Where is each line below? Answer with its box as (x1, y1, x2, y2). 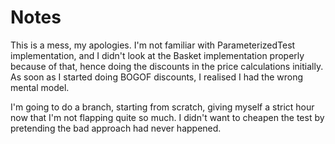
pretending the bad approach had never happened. (10, 122, 222, 134)
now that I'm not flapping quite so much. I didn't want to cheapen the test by (10, 111, 325, 123)
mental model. (10, 81, 70, 93)
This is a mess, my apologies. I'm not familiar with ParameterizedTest (10, 39, 296, 51)
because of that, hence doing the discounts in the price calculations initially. (10, 60, 324, 72)
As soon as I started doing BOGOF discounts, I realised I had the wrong (10, 71, 304, 83)
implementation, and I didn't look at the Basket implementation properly (10, 49, 305, 61)
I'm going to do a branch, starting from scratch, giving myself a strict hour (10, 101, 315, 113)
